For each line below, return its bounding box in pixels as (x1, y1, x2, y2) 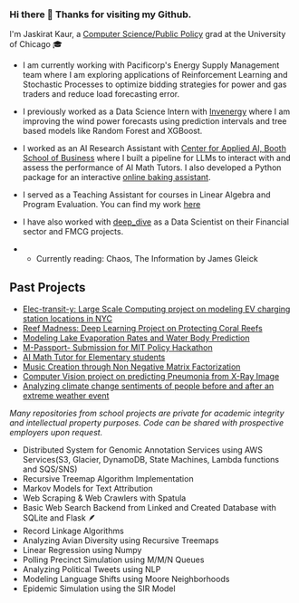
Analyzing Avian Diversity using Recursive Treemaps (22, 535, 219, 546)
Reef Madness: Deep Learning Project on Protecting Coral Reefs (22, 323, 263, 334)
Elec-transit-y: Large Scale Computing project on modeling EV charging (22, 303, 291, 315)
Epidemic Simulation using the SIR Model (22, 583, 176, 594)
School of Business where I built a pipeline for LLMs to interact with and (22, 153, 292, 164)
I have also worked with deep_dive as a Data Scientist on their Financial (22, 216, 290, 227)
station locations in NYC (22, 313, 113, 324)
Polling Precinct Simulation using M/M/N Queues (22, 554, 205, 565)
